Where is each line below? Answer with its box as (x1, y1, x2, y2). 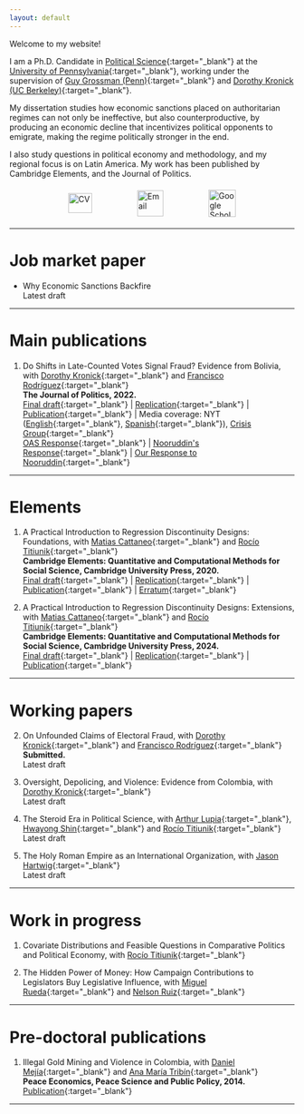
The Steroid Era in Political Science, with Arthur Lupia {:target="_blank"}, (22, 814, 292, 825)
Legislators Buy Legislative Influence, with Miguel (22, 977, 208, 988)
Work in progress (9, 910, 142, 931)
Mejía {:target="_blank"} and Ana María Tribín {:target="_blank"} (22, 1067, 259, 1078)
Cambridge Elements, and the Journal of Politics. (9, 168, 192, 179)
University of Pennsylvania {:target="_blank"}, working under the (9, 65, 250, 76)
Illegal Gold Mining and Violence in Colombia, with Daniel (22, 1057, 235, 1068)
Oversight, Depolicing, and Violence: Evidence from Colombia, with (22, 777, 273, 787)
